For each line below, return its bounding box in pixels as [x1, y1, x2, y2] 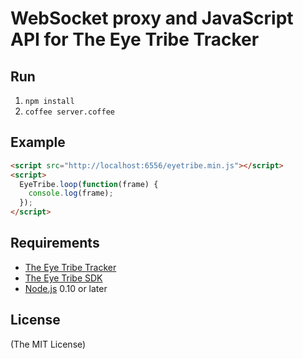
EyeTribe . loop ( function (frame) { [19, 179, 159, 189]
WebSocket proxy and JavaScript [10, 7, 294, 30]
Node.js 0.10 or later [24, 282, 108, 294]
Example [10, 134, 66, 151]
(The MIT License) [10, 338, 87, 350]
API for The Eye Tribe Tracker [10, 28, 260, 51]
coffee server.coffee [24, 107, 115, 117]
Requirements [10, 235, 100, 252]
